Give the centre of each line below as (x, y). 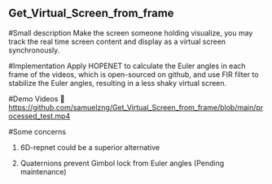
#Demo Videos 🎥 (37, 98)
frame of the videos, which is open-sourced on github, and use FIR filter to (134, 74)
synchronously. (34, 50)
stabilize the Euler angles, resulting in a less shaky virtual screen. (118, 83)
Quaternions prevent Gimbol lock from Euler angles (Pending (122, 163)
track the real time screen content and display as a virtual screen (117, 41)
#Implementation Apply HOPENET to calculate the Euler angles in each (127, 66)
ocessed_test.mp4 (39, 116)
